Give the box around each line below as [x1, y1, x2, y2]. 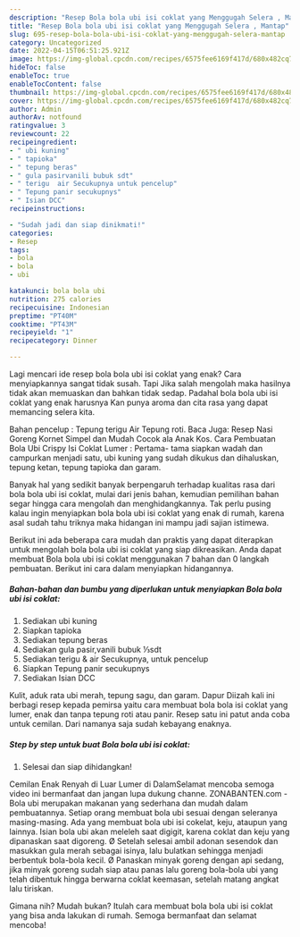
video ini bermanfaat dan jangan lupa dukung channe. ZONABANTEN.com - [9, 788, 288, 798]
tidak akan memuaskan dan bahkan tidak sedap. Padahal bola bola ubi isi [9, 388, 279, 398]
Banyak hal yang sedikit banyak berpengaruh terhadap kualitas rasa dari [9, 479, 275, 490]
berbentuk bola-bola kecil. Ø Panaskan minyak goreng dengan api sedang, [9, 855, 284, 865]
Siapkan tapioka [21, 625, 82, 636]
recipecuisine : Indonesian [9, 303, 110, 312]
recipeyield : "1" [9, 328, 74, 337]
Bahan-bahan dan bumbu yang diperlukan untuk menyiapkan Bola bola [9, 583, 283, 595]
